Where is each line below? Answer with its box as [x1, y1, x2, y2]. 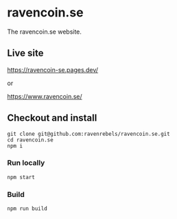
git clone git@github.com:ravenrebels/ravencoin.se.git [7, 130, 170, 137]
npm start [7, 174, 36, 181]
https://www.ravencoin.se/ [7, 92, 82, 100]
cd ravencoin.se [7, 136, 54, 143]
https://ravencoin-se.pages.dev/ [7, 65, 98, 73]
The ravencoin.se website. [7, 27, 82, 36]
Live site [7, 47, 44, 59]
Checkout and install [7, 112, 97, 124]
